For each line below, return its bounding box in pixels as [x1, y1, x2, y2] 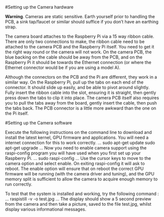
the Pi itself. [5, 110, 29, 116]
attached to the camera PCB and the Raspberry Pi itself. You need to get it [5, 44, 154, 49]
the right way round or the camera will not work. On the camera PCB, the [5, 49, 152, 55]
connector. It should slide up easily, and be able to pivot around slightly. [5, 85, 150, 90]
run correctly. [5, 181, 33, 187]
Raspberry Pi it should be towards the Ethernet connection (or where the [5, 60, 152, 65]
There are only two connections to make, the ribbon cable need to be [5, 39, 145, 44]
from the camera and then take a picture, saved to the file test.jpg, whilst [5, 201, 152, 207]
